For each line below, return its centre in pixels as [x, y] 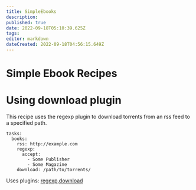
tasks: [14, 134]
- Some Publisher [48, 159]
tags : [13, 34]
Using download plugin [64, 100]
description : [22, 17]
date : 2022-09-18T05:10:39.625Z [46, 28]
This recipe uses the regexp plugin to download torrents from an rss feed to [98, 116]
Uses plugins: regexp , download [45, 181]
